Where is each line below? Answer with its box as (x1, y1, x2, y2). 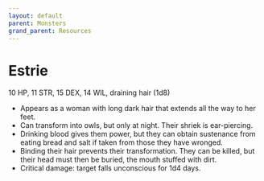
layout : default (8, 11, 63, 20)
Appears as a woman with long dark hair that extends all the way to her (19, 104, 256, 113)
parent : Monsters (8, 19, 67, 27)
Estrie (8, 61, 48, 80)
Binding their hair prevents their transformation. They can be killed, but (19, 146, 255, 156)
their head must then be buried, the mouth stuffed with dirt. (19, 154, 217, 165)
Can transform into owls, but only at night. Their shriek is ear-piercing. (19, 121, 254, 130)
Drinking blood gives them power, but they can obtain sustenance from (19, 130, 256, 139)
